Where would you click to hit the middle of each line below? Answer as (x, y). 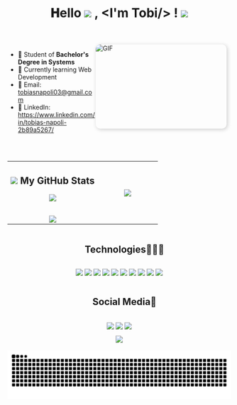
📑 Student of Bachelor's (53, 54)
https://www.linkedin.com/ (56, 114)
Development (37, 77)
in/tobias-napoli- (42, 122)
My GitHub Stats (57, 181)
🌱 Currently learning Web (55, 70)
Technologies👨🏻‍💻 (125, 249)
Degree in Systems (46, 62)
